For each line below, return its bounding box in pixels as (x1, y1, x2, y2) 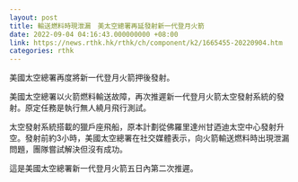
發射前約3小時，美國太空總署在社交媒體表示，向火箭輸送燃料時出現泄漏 (24, 133, 290, 143)
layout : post (9, 13, 58, 22)
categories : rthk (9, 47, 74, 56)
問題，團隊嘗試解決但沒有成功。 (9, 144, 127, 155)
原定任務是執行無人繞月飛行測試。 (24, 102, 151, 113)
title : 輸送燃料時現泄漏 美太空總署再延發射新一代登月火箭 (9, 22, 205, 30)
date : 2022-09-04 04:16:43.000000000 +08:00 (9, 30, 179, 39)
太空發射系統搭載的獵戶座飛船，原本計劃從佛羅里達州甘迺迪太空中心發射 (9, 122, 276, 133)
